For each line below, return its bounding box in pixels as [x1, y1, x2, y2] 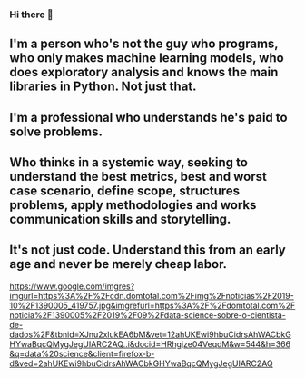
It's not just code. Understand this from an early [9, 243, 286, 258]
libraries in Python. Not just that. [9, 79, 197, 94]
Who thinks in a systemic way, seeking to [9, 154, 248, 171]
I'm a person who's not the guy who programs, [9, 36, 279, 52]
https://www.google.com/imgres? [9, 281, 135, 292]
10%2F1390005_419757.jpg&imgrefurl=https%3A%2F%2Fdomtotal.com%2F [9, 300, 296, 311]
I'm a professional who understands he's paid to [9, 109, 288, 125]
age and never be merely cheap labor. [9, 256, 228, 272]
